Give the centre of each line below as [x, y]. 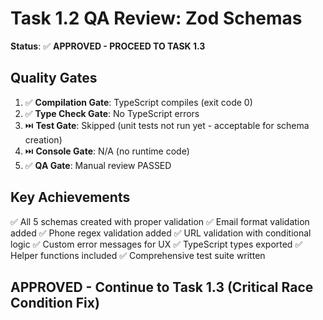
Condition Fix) [55, 302]
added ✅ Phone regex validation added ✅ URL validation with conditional [161, 233]
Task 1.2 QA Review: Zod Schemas [156, 18]
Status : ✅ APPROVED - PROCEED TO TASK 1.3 [108, 46]
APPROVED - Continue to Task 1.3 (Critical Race [162, 287]
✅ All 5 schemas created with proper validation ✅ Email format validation [160, 221]
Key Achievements [70, 197]
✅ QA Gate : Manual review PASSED [98, 165]
